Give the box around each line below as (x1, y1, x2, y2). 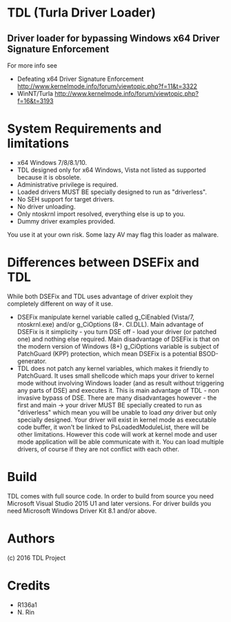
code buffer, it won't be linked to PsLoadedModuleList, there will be (17, 422, 209, 431)
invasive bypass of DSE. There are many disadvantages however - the (17, 393, 217, 402)
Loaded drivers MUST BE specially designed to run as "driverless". (17, 188, 208, 196)
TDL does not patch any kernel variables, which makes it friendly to (17, 364, 209, 372)
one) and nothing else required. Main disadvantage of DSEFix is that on (17, 335, 220, 343)
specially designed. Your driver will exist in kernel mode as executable (17, 416, 217, 424)
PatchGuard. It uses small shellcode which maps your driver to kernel (17, 371, 214, 380)
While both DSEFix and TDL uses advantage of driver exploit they (7, 292, 193, 300)
